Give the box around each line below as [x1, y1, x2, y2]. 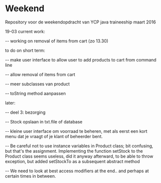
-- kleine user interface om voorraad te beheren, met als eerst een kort [5, 128, 148, 134]
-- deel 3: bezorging [5, 109, 45, 115]
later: [5, 100, 16, 105]
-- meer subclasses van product [5, 81, 70, 87]
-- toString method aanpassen [5, 90, 66, 96]
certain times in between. [5, 173, 56, 179]
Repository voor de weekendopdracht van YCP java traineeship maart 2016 [5, 19, 156, 25]
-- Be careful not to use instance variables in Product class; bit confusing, [5, 142, 154, 149]
